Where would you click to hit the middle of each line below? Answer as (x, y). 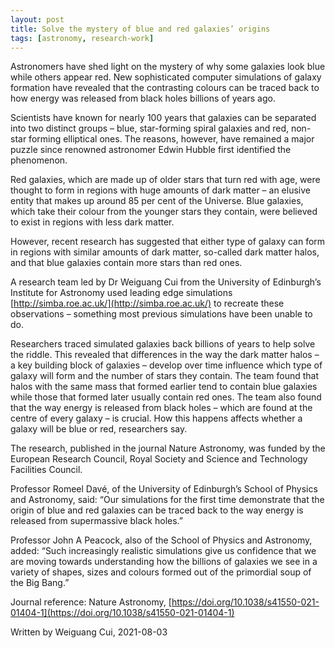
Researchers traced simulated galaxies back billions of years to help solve (163, 344)
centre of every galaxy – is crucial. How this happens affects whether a (156, 418)
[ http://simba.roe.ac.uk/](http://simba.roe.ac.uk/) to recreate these (147, 303)
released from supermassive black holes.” (96, 521)
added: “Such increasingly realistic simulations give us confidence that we (163, 551)
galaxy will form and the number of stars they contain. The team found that (165, 376)
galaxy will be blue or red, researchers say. (99, 429)
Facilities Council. (46, 470)
